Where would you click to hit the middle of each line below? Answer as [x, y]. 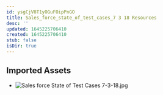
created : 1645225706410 [37, 35]
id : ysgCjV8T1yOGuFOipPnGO [41, 12]
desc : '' [17, 23]
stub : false [21, 40]
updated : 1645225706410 [37, 29]
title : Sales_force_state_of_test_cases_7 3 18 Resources [81, 18]
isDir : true [21, 46]
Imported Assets [39, 71]
